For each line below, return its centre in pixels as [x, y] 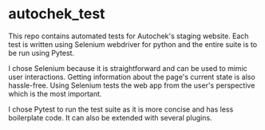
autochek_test [57, 14]
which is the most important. [55, 93]
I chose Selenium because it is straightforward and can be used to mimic [128, 68]
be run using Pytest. [41, 53]
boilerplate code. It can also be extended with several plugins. [111, 117]
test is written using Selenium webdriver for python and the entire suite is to [133, 44]
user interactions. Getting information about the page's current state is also [132, 77]
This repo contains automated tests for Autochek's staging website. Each [129, 36]
